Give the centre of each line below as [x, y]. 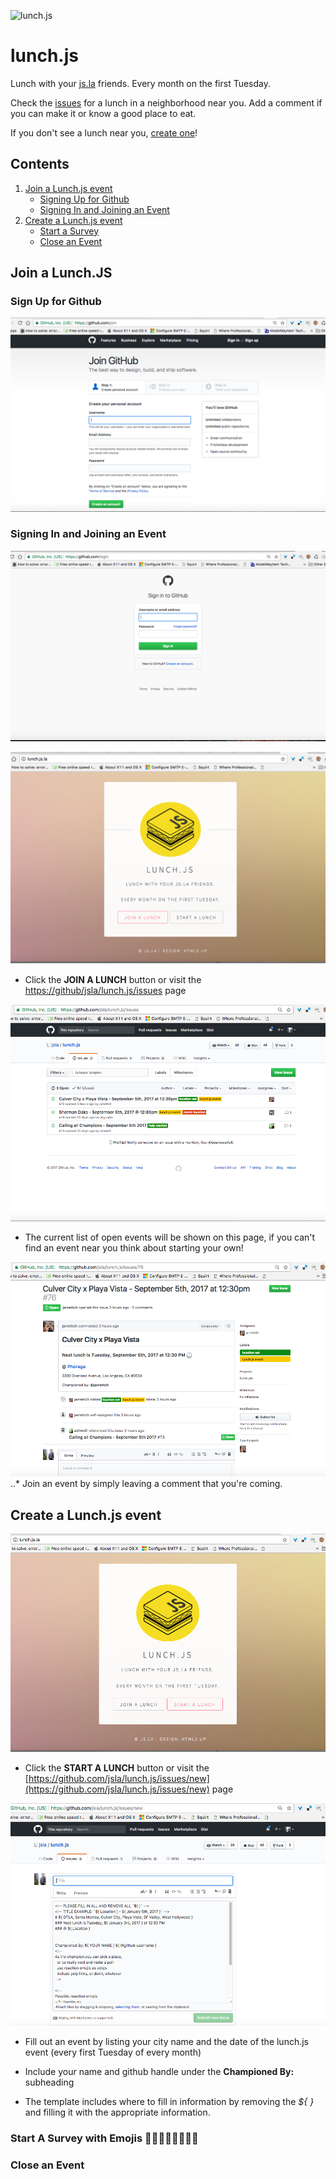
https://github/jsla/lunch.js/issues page [105, 990]
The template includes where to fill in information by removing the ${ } [169, 2101]
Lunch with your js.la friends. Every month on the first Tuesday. [141, 83]
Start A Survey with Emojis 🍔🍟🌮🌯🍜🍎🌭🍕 [104, 2138]
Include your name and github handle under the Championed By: [159, 2071]
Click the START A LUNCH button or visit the [117, 1768]
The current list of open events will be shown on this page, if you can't [170, 1237]
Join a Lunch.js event [68, 188]
